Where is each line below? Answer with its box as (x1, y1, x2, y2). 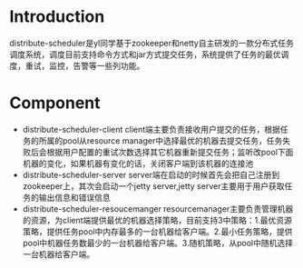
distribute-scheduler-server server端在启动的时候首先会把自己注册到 (22, 169, 279, 180)
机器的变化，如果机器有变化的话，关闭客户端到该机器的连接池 (22, 157, 254, 169)
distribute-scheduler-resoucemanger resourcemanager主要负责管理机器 (22, 203, 294, 214)
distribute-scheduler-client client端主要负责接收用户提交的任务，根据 (22, 124, 281, 134)
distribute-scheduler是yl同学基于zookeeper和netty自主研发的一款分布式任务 (9, 37, 295, 48)
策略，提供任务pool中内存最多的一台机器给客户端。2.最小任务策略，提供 (22, 225, 293, 237)
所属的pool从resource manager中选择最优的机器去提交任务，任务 (38, 134, 283, 146)
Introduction (9, 6, 105, 27)
